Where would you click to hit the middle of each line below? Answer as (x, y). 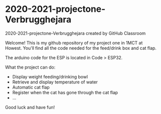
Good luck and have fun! (30, 107)
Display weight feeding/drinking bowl (50, 76)
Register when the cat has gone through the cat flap (65, 92)
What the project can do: (30, 67)
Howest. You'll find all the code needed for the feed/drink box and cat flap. (81, 48)
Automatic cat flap (31, 87)
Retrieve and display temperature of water (55, 82)
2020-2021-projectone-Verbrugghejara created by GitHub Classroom (76, 33)
